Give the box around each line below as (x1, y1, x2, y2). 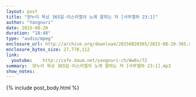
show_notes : (6, 68, 35, 74)
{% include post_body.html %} (6, 84, 80, 91)
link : (6, 52, 19, 58)
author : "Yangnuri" (6, 19, 54, 25)
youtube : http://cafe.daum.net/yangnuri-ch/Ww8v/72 (11, 57, 148, 63)
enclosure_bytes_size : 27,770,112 (6, 47, 90, 53)
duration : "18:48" (6, 30, 51, 36)
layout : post (6, 8, 38, 15)
